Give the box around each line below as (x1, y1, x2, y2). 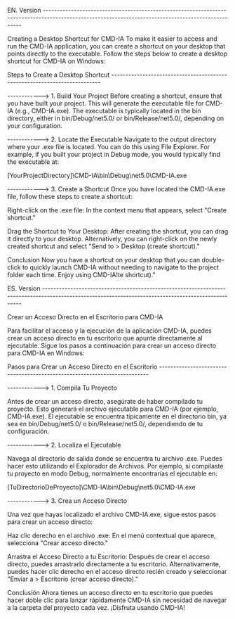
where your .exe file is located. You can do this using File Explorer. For (7, 143, 210, 151)
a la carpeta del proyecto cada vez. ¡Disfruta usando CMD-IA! (7, 604, 186, 611)
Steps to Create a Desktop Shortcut (7, 70, 110, 79)
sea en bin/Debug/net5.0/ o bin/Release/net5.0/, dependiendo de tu (7, 420, 203, 428)
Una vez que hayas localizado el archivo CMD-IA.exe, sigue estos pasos (7, 510, 217, 518)
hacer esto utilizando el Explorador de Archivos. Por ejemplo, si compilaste (7, 462, 224, 470)
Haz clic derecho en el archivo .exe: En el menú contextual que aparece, (7, 531, 216, 540)
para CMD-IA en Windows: (7, 349, 85, 357)
